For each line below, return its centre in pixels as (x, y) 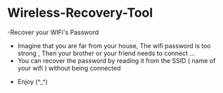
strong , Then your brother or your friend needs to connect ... (106, 53)
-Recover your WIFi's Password (53, 32)
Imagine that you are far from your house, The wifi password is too (114, 45)
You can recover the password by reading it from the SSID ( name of (116, 60)
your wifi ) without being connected (69, 68)
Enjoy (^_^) (32, 81)
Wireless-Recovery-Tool (80, 13)
